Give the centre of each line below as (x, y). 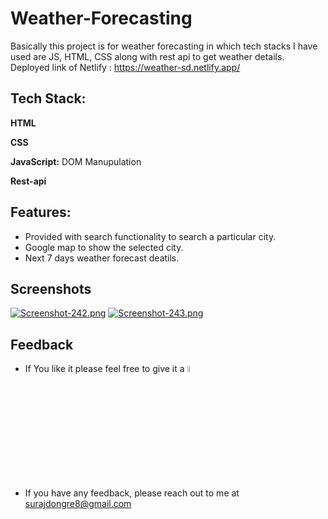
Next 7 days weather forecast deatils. (102, 258)
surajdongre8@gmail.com (78, 504)
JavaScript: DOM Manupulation (76, 161)
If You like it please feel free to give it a (104, 369)
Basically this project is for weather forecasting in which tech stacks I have (164, 46)
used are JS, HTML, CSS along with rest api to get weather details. (147, 56)
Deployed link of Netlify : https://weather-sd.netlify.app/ (125, 67)
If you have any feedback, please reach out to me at (132, 493)
